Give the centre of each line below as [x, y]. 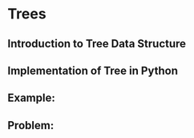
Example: [31, 98]
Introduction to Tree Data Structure [97, 44]
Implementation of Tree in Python [93, 70]
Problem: [31, 125]
